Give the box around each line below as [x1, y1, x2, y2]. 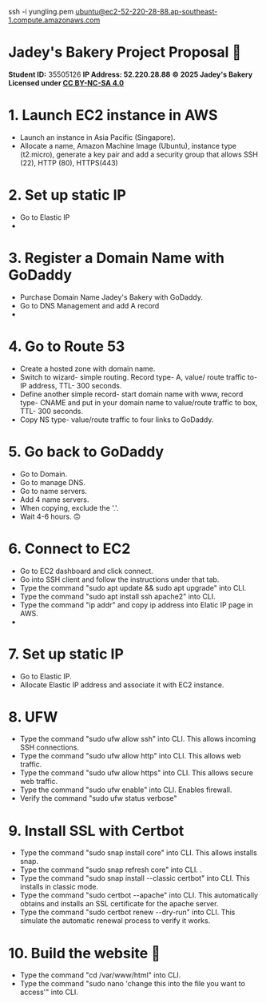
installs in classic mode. [19, 882, 98, 892]
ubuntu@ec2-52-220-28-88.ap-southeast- [75, 7, 218, 16]
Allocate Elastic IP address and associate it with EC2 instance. [19, 679, 224, 690]
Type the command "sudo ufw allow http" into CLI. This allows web [19, 751, 241, 761]
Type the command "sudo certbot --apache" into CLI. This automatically [19, 890, 258, 900]
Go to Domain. [19, 469, 68, 479]
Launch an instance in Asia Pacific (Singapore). [19, 132, 176, 142]
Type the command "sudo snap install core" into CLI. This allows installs [19, 848, 257, 858]
